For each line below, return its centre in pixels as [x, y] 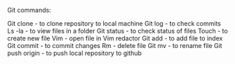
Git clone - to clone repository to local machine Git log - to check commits [114, 23]
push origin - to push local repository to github [75, 53]
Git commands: [29, 10]
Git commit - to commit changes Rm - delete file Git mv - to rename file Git [115, 46]
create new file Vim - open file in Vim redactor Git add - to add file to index [115, 38]
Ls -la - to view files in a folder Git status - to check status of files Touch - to [117, 31]
